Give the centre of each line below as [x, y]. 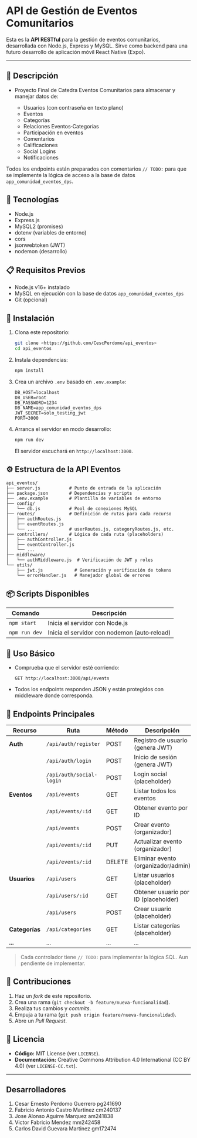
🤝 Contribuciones [39, 982]
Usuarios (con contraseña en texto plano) [74, 107]
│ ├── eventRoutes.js [35, 524]
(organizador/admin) [162, 865]
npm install [29, 371]
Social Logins [40, 151]
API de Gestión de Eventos [72, 11]
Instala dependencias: [41, 359]
